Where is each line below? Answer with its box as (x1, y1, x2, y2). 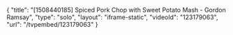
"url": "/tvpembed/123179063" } (6, 21, 98, 28)
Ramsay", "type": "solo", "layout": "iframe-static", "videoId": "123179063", (6, 13, 218, 21)
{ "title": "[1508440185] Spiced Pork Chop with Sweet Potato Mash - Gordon (6, 6, 226, 14)
